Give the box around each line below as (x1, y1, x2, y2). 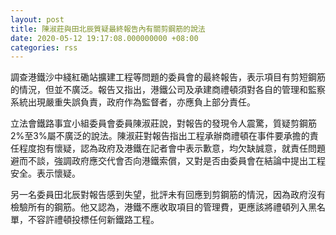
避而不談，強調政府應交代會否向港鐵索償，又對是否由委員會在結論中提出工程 (10, 155, 326, 167)
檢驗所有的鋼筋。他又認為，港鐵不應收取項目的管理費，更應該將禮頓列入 (10, 201, 308, 213)
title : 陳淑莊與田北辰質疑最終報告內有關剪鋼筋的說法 (10, 24, 206, 34)
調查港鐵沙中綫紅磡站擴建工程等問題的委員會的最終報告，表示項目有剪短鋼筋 (10, 71, 326, 83)
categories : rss (10, 42, 78, 53)
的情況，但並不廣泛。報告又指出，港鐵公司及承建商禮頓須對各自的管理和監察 (10, 84, 326, 96)
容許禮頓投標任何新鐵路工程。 (36, 214, 160, 226)
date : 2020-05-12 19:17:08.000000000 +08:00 (10, 33, 199, 43)
